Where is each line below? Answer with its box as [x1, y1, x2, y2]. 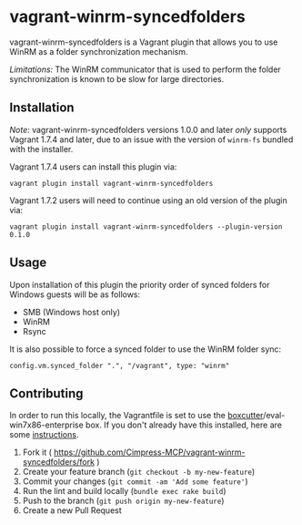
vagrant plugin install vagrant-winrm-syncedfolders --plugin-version [9, 221, 283, 232]
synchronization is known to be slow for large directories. [9, 73, 225, 84]
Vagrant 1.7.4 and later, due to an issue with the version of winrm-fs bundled [9, 134, 294, 145]
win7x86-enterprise [9, 419, 84, 430]
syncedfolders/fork [22, 457, 96, 468]
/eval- [262, 410, 286, 421]
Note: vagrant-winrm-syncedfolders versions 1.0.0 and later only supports [9, 124, 287, 135]
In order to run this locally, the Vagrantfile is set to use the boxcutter [9, 410, 264, 421]
